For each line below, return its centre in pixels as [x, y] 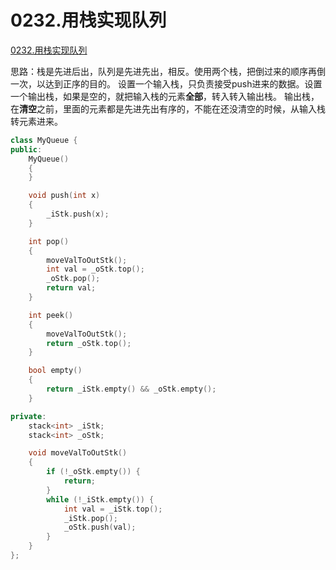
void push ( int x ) [64, 196]
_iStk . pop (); [90, 518]
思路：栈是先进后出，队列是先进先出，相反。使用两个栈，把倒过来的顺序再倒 [168, 71]
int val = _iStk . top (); [113, 509]
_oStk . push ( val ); [100, 527]
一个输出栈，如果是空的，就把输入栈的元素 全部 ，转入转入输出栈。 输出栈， [165, 96]
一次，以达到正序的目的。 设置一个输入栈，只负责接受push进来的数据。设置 [166, 83]
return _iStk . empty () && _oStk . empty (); [131, 389]
